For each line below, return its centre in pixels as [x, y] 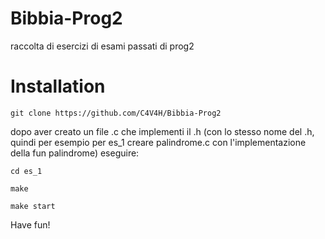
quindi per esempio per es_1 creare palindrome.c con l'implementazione [158, 142]
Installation [58, 86]
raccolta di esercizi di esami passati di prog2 [102, 46]
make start [33, 206]
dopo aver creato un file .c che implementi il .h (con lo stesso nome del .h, [162, 131]
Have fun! [30, 224]
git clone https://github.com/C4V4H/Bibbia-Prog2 [116, 113]
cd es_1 [26, 171]
